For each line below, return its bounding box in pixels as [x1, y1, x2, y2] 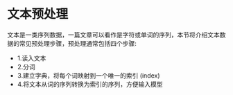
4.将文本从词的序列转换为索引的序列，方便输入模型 [17, 80, 163, 88]
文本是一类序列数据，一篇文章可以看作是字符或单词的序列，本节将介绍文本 [7, 31, 220, 39]
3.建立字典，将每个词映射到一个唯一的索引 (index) [17, 71, 161, 80]
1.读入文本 [17, 53, 46, 62]
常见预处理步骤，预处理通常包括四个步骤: [19, 39, 137, 47]
